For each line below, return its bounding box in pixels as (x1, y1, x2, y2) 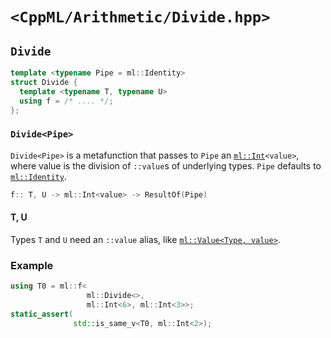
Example (10, 258, 54, 272)
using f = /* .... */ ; (19, 96, 114, 106)
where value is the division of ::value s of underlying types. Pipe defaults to (10, 159, 322, 172)
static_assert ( (10, 309, 74, 319)
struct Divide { (10, 77, 78, 87)
